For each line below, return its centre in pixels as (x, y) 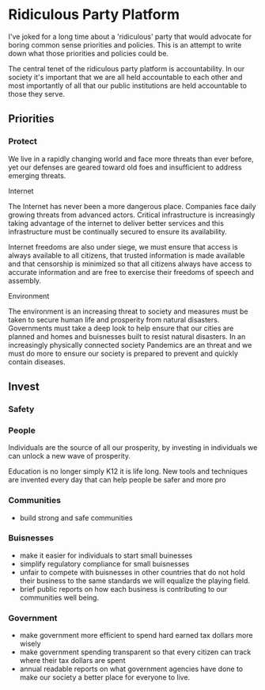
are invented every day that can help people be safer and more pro (117, 480)
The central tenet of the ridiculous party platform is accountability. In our (127, 68)
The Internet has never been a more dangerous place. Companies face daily (132, 206)
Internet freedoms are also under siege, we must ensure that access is (123, 246)
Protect (23, 142)
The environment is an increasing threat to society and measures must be (128, 311)
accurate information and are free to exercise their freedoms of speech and (131, 272)
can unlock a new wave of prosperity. (69, 456)
